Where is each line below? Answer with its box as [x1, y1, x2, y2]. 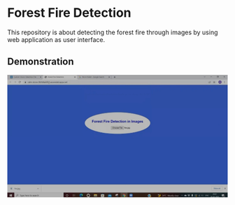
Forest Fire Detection [7, 5, 131, 21]
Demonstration [7, 56, 75, 68]
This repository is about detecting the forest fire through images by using [7, 28, 218, 36]
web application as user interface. [7, 35, 106, 43]
